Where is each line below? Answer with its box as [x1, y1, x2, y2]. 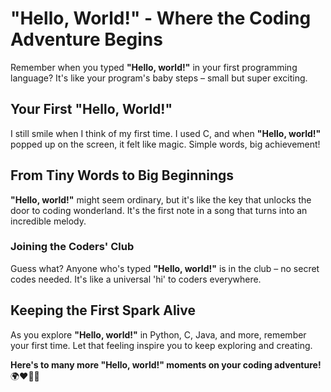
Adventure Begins [10, 28, 163, 51]
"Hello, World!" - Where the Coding [10, 7, 312, 30]
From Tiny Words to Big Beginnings [10, 167, 235, 184]
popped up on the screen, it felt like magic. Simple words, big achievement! [10, 138, 321, 150]
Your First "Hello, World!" [10, 101, 173, 118]
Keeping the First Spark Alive [10, 302, 197, 319]
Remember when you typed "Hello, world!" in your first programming [10, 61, 298, 73]
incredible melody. [10, 215, 87, 227]
